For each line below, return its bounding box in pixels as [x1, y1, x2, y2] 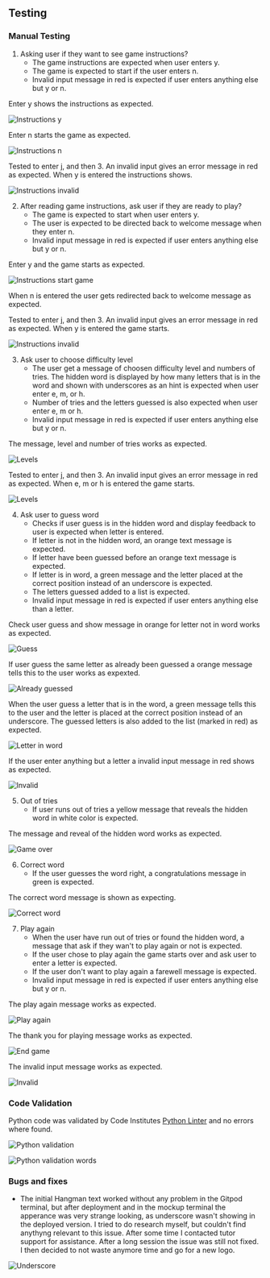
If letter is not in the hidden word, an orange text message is [31, 535, 232, 545]
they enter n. [31, 226, 75, 236]
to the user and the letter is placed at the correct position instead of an [8, 707, 243, 717]
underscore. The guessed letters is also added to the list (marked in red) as [8, 716, 258, 726]
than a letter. [31, 604, 74, 613]
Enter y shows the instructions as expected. [8, 98, 154, 108]
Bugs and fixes [8, 1176, 69, 1187]
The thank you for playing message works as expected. [8, 1031, 193, 1040]
